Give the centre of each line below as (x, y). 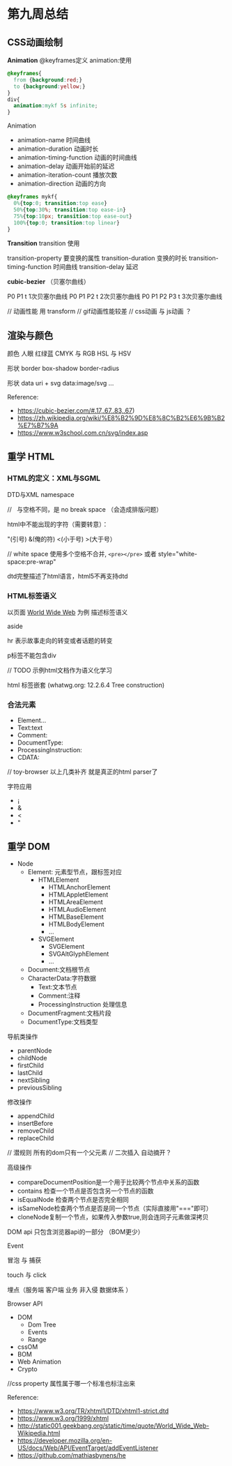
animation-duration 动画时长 (58, 149)
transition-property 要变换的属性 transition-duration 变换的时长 (98, 258)
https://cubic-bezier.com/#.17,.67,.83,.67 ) (76, 411)
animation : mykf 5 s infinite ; (56, 106)
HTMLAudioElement (77, 910)
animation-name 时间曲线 (54, 140)
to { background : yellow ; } (49, 86)
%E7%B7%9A (38, 425)
